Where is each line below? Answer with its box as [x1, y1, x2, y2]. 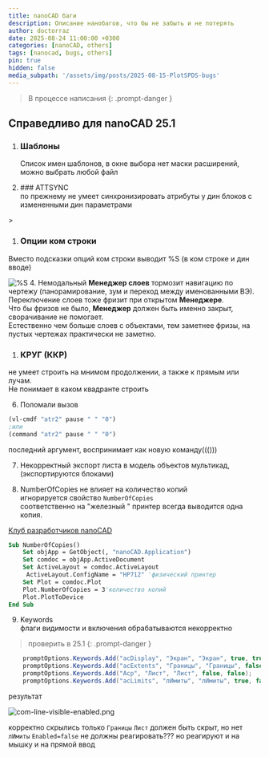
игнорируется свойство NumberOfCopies [19, 492, 154, 502]
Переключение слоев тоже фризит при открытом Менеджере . [8, 294, 224, 305]
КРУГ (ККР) [19, 349, 68, 360]
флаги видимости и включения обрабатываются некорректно [19, 623, 233, 634]
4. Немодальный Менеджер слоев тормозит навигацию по [29, 277, 234, 287]
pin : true [8, 57, 42, 65]
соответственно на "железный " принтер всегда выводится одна [19, 501, 243, 511]
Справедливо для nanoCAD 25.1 [8, 117, 176, 131]
